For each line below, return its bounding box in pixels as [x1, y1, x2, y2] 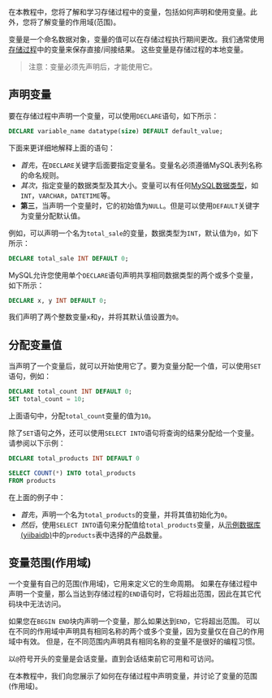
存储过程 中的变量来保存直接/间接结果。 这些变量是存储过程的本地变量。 [8, 45, 248, 54]
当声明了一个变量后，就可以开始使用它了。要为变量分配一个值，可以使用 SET [8, 361, 261, 371]
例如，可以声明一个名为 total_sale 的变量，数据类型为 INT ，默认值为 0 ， [8, 228, 245, 238]
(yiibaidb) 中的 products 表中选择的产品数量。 [19, 530, 167, 540]
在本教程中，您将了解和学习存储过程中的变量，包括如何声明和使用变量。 [8, 7, 250, 16]
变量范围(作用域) [8, 556, 92, 570]
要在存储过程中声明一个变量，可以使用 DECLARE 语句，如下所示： [8, 110, 219, 120]
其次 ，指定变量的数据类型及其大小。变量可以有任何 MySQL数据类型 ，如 [19, 180, 258, 190]
